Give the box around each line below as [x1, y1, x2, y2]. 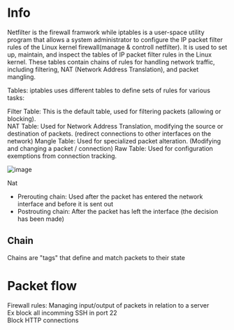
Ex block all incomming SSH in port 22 [7, 308, 117, 317]
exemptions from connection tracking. [7, 152, 117, 160]
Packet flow [7, 278, 78, 294]
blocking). [7, 114, 36, 123]
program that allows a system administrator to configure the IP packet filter [7, 35, 224, 43]
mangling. [7, 72, 36, 81]
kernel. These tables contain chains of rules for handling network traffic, [7, 57, 215, 66]
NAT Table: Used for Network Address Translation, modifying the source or [7, 122, 224, 130]
